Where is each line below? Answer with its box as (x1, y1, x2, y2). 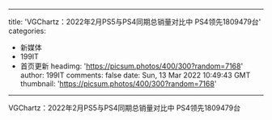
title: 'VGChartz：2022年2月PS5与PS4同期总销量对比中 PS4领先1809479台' (8, 17, 261, 27)
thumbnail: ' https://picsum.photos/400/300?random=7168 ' (19, 79, 217, 89)
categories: (8, 26, 46, 35)
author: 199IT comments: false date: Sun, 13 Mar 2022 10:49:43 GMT (19, 70, 251, 80)
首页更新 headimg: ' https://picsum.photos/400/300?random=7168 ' (19, 61, 244, 71)
